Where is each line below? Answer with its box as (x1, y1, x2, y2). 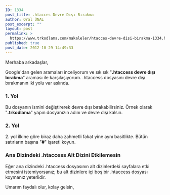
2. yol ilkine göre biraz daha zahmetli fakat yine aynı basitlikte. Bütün (5, 134, 148, 140)
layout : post (5, 26, 33, 31)
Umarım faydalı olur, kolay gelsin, (5, 184, 74, 190)
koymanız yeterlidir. (5, 174, 46, 180)
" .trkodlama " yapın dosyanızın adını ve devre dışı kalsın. (5, 109, 123, 115)
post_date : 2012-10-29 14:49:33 (5, 45, 73, 50)
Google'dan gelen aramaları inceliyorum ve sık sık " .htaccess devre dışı (5, 69, 155, 75)
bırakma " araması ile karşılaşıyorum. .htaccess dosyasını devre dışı (5, 74, 146, 80)
